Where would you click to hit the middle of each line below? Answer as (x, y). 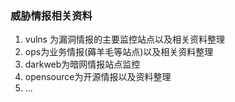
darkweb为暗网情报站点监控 (82, 64)
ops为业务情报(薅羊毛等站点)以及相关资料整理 (119, 52)
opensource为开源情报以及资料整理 (98, 77)
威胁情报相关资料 (51, 15)
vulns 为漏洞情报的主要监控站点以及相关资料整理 (124, 39)
